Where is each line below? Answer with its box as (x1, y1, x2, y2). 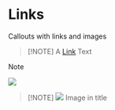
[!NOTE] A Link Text (27, 46, 92, 56)
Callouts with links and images (8, 31, 107, 41)
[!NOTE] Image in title (27, 93, 108, 102)
